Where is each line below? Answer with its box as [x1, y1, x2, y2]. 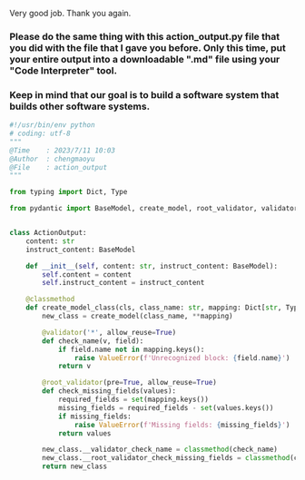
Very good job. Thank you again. [9, 8, 132, 18]
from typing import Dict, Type [9, 188, 128, 197]
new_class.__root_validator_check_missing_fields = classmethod [42, 454, 290, 463]
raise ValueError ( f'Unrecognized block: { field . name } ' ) [74, 353, 290, 362]
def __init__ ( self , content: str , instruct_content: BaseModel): [25, 261, 279, 270]
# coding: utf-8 [9, 129, 71, 139]
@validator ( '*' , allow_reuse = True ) [42, 328, 177, 337]
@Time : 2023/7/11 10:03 [9, 145, 116, 155]
